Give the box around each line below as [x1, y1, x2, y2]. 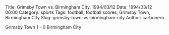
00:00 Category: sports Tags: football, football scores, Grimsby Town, [5, 9, 150, 15]
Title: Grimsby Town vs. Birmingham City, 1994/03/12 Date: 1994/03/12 [5, 4, 152, 10]
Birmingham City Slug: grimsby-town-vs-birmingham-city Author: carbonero [5, 15, 164, 20]
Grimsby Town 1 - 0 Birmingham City [5, 24, 82, 30]
